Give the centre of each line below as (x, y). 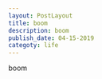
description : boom (39, 30)
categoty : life (33, 45)
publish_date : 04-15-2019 (51, 38)
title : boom (28, 23)
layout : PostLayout (41, 16)
